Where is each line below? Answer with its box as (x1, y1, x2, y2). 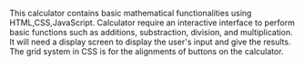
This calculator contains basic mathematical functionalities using (9, 8, 252, 18)
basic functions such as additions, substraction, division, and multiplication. (9, 27, 293, 37)
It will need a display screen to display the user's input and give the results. (9, 36, 291, 47)
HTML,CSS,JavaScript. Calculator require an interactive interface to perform (9, 17, 296, 28)
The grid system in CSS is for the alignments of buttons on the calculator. (9, 46, 284, 57)
